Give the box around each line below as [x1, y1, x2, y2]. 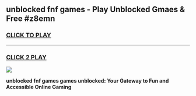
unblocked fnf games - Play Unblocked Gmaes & [6, 5, 185, 15]
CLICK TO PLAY [6, 31, 51, 40]
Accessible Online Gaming [6, 83, 72, 90]
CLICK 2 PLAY [6, 53, 47, 61]
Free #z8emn [6, 14, 55, 24]
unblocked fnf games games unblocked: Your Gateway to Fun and [6, 77, 169, 84]
